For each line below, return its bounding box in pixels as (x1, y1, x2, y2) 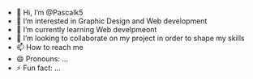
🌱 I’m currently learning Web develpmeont (15, 25, 157, 34)
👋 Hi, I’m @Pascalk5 (15, 8, 84, 17)
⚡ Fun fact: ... (15, 63, 61, 73)
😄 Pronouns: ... (15, 54, 69, 64)
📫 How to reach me (15, 43, 84, 52)
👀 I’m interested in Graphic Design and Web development (15, 16, 208, 26)
